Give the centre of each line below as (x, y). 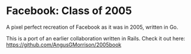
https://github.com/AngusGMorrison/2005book (64, 45)
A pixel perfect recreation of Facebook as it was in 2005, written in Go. (92, 27)
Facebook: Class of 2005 (69, 11)
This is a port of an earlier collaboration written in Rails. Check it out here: (96, 38)
